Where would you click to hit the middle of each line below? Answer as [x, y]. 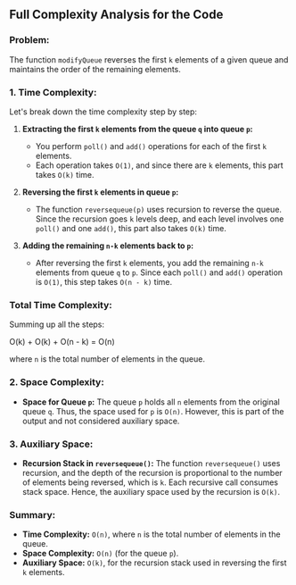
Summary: [33, 514]
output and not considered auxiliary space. [101, 421]
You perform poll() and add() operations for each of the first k [151, 146]
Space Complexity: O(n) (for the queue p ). [100, 554]
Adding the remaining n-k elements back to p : [108, 246]
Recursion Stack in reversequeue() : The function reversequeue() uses [151, 463]
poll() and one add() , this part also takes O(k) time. [131, 228]
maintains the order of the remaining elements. [95, 69]
